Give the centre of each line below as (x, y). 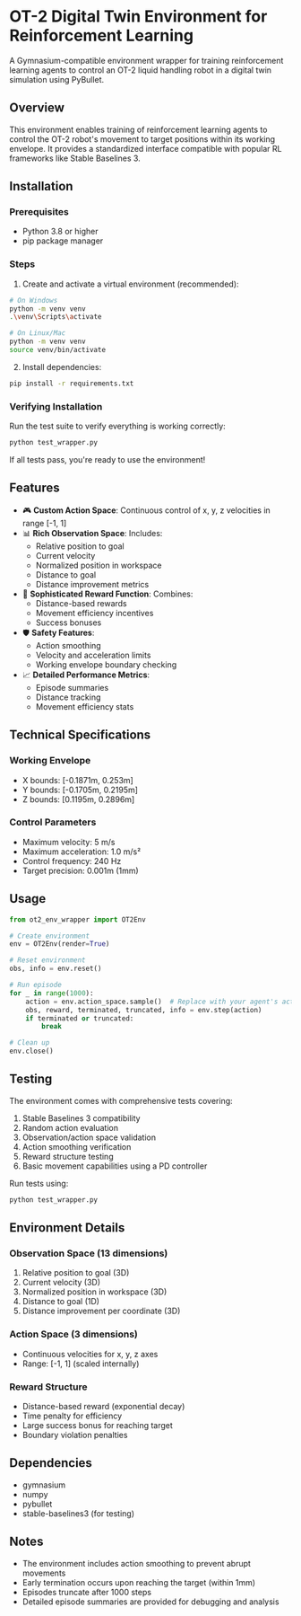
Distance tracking (68, 697)
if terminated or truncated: (80, 1018)
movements (44, 1573)
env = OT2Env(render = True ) (60, 944)
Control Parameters (53, 822)
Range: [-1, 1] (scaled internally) (81, 1364)
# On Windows (34, 300)
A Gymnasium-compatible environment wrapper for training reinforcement (146, 60)
